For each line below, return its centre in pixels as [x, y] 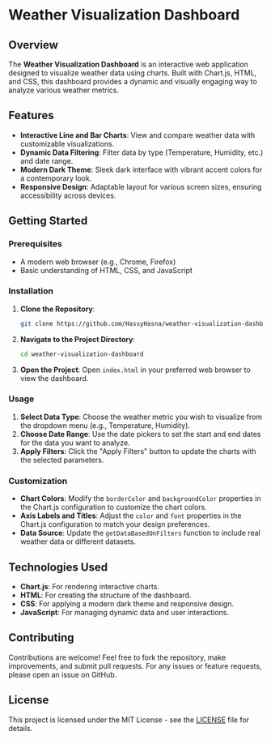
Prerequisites [35, 244]
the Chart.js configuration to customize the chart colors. [114, 507]
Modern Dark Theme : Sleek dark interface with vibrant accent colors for [141, 169]
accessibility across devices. [68, 195]
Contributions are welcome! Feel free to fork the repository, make [117, 657]
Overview [34, 45]
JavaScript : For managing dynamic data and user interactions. [124, 612]
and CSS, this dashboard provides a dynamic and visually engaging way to [133, 81]
